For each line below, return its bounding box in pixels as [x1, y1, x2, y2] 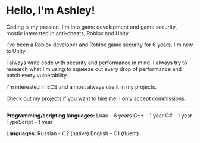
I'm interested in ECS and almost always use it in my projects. [6, 83, 157, 90]
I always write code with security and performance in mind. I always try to [6, 59, 187, 66]
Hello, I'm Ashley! [6, 4, 95, 17]
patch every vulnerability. [6, 71, 68, 79]
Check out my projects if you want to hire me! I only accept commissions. [6, 95, 186, 102]
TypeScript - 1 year [6, 118, 53, 125]
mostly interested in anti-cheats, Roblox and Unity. [6, 29, 130, 36]
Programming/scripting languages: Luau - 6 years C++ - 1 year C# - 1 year [6, 111, 192, 119]
